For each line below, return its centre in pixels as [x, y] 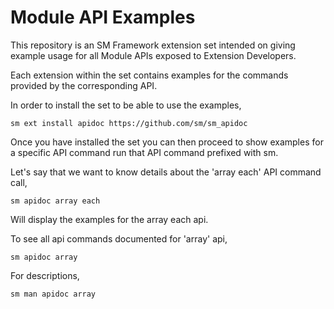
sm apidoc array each [55, 201]
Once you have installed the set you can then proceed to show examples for [167, 142]
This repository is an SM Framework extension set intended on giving [153, 45]
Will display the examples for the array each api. [109, 219]
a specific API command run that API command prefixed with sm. [144, 152]
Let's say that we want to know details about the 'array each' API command [166, 172]
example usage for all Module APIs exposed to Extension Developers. [153, 55]
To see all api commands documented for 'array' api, [119, 238]
